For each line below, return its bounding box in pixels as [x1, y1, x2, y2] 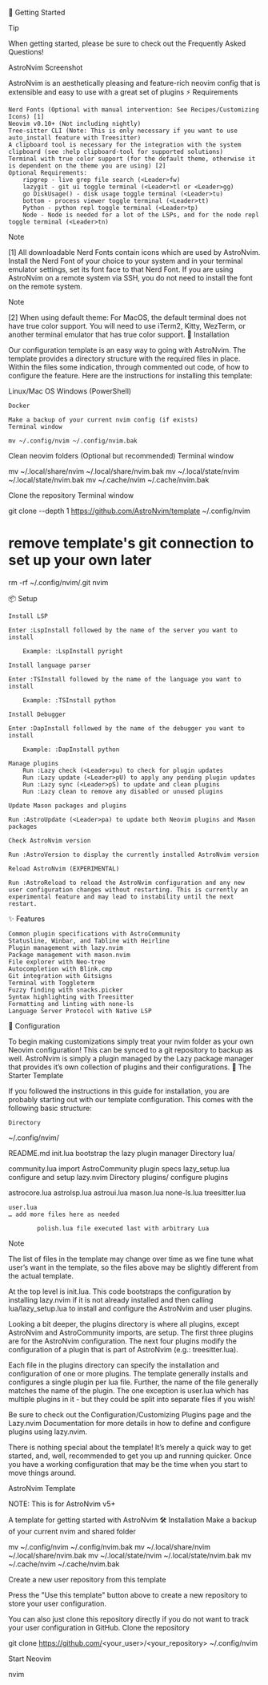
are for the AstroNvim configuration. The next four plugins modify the [8, 1335, 238, 1346]
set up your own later [8, 552, 152, 569]
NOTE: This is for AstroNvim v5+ [8, 1499, 116, 1509]
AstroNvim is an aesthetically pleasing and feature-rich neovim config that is [8, 79, 261, 87]
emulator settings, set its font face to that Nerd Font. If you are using [8, 265, 234, 274]
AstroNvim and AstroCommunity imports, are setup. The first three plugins [8, 1327, 254, 1337]
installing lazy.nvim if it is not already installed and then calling [8, 1295, 214, 1304]
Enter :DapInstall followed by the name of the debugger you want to [8, 724, 246, 733]
